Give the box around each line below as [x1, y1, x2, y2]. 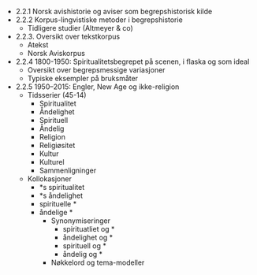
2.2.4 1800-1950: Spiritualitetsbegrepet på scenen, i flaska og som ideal [15, 57, 250, 66]
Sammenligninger [39, 165, 97, 175]
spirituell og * [62, 241, 106, 251]
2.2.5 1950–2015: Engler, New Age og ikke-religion [15, 82, 180, 91]
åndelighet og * [62, 232, 114, 242]
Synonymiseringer [50, 216, 110, 225]
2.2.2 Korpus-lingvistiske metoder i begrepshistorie [15, 15, 183, 24]
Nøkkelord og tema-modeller [50, 258, 145, 267]
